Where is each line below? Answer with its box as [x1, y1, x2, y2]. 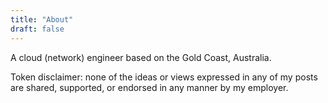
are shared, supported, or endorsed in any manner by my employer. [10, 81, 289, 93]
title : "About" [10, 14, 74, 25]
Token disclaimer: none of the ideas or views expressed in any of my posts [10, 71, 318, 83]
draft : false [10, 24, 65, 34]
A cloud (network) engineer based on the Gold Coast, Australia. [10, 51, 272, 63]
